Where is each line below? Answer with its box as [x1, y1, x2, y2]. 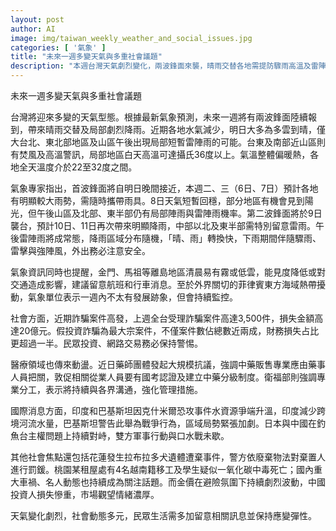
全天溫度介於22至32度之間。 [18, 161, 138, 173]
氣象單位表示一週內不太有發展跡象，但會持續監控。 [27, 291, 238, 303]
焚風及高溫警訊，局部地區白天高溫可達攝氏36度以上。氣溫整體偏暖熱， [18, 149, 311, 160]
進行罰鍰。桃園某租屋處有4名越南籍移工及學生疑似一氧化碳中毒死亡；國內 [10, 464, 315, 475]
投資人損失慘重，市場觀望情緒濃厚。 [10, 489, 160, 500]
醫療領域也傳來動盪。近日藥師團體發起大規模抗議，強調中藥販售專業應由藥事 [10, 359, 326, 370]
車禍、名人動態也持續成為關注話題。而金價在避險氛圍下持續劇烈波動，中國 [18, 476, 326, 488]
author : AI [10, 24, 56, 34]
